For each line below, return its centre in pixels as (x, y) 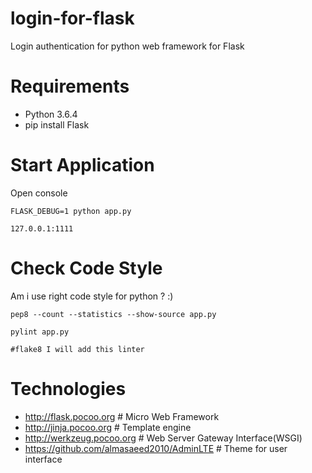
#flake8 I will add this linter (77, 349)
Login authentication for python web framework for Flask (127, 46)
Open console (39, 193)
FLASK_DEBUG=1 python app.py (71, 211)
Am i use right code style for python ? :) (92, 296)
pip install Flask (57, 124)
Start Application (82, 165)
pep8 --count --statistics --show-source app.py (113, 314)
